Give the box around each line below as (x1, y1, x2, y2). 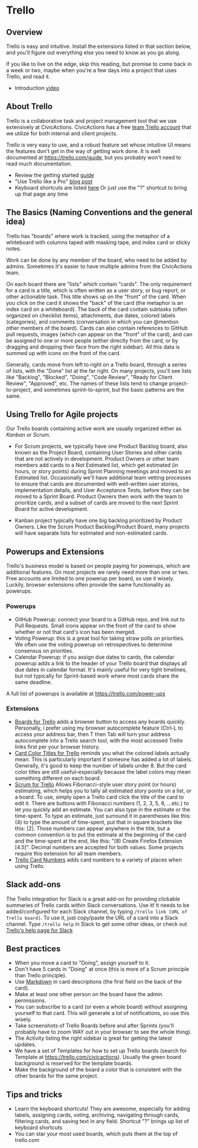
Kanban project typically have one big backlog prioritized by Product (14, 517, 182, 524)
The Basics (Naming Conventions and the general (6, 207, 193, 217)
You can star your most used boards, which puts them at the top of (14, 1130, 178, 1137)
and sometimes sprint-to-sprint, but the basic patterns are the (33, 386, 184, 393)
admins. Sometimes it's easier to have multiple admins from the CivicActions (6, 262, 193, 269)
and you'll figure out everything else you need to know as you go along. (6, 49, 181, 56)
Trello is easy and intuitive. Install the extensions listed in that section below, (6, 43, 191, 50)
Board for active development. (14, 506, 89, 513)
